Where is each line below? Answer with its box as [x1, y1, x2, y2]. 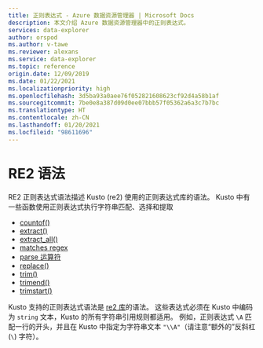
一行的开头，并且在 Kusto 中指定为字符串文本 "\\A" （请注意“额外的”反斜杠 [14, 321, 256, 331]
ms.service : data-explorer [8, 56, 97, 64]
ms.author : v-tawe [8, 41, 68, 49]
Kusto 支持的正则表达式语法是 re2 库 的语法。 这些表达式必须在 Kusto [8, 302, 231, 311]
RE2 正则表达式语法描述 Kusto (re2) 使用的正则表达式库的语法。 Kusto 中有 [8, 192, 250, 201]
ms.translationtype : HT [8, 107, 86, 115]
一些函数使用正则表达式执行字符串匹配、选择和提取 [8, 202, 174, 211]
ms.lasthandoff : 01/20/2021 [8, 121, 100, 129]
